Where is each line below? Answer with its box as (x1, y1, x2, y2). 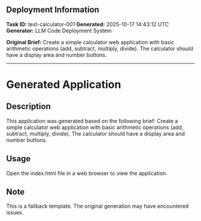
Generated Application (6, 78, 121, 91)
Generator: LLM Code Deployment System (6, 27, 112, 34)
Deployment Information (6, 5, 100, 15)
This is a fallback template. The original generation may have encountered (6, 202, 189, 210)
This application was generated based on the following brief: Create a (6, 117, 178, 124)
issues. (6, 209, 24, 216)
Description (6, 102, 51, 112)
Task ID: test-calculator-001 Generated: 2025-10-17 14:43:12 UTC (6, 20, 169, 27)
